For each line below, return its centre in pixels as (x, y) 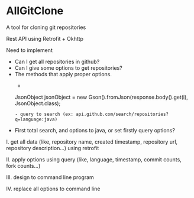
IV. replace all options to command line (53, 189)
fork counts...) (23, 165)
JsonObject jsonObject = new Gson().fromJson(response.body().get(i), (101, 97)
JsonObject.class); (38, 103)
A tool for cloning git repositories (46, 27)
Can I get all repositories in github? (57, 61)
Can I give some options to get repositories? (68, 68)
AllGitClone (35, 11)
